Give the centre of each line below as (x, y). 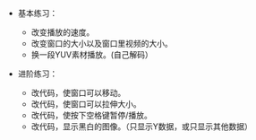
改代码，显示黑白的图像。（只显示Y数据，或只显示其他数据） (142, 127)
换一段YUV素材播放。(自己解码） (92, 55)
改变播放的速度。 (63, 32)
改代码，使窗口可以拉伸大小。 (86, 104)
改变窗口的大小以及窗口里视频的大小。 (102, 44)
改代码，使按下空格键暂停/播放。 (91, 115)
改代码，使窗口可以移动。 (78, 93)
